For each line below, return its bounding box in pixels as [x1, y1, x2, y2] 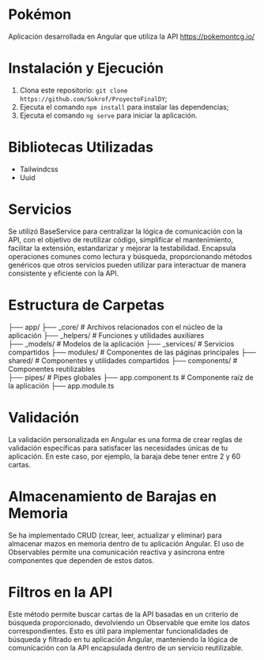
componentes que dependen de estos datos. [8, 555, 154, 565]
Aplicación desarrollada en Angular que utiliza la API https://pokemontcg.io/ [8, 32, 255, 41]
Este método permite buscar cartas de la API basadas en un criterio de [8, 609, 239, 619]
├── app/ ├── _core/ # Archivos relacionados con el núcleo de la [8, 322, 223, 332]
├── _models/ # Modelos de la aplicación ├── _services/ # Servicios [8, 339, 235, 348]
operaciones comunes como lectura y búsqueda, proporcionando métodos [8, 251, 253, 261]
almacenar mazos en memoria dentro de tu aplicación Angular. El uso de [8, 538, 244, 548]
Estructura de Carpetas [8, 296, 165, 313]
